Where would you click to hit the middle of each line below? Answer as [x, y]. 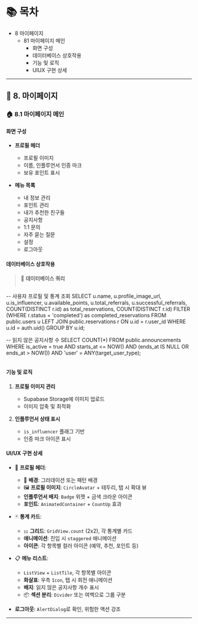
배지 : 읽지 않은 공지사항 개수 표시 [61, 587]
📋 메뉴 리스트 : [32, 559]
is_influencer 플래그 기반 [54, 431]
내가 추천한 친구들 [44, 212]
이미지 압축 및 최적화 [47, 406]
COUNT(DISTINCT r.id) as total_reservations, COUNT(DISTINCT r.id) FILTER [98, 309]
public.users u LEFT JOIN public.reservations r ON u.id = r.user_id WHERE [96, 321]
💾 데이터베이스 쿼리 [43, 278]
